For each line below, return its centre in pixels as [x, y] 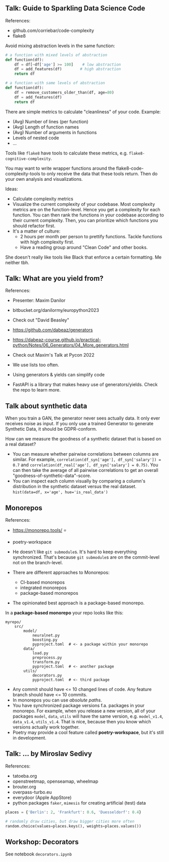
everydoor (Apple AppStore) [42, 797]
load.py [40, 653]
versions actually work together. [46, 727]
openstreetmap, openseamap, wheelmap [55, 781]
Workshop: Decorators [42, 842]
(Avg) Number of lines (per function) [50, 121]
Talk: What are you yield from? [54, 278]
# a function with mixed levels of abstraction [56, 55]
